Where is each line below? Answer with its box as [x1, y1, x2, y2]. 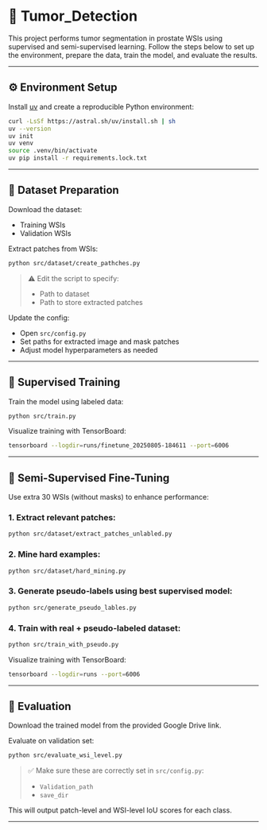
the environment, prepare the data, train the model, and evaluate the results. [8, 50, 258, 60]
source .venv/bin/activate [8, 147, 98, 155]
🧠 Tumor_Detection [8, 7, 137, 25]
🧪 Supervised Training [8, 376, 121, 389]
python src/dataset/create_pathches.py [8, 259, 141, 267]
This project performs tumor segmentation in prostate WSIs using [8, 33, 223, 43]
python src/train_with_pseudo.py [8, 640, 119, 648]
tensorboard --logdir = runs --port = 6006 [8, 670, 141, 678]
